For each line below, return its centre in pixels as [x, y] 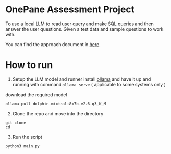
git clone [16, 123]
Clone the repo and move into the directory [58, 113]
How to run [29, 65]
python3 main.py [22, 146]
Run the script [27, 137]
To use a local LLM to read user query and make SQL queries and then [80, 24]
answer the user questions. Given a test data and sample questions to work [84, 29]
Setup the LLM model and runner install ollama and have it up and [82, 79]
